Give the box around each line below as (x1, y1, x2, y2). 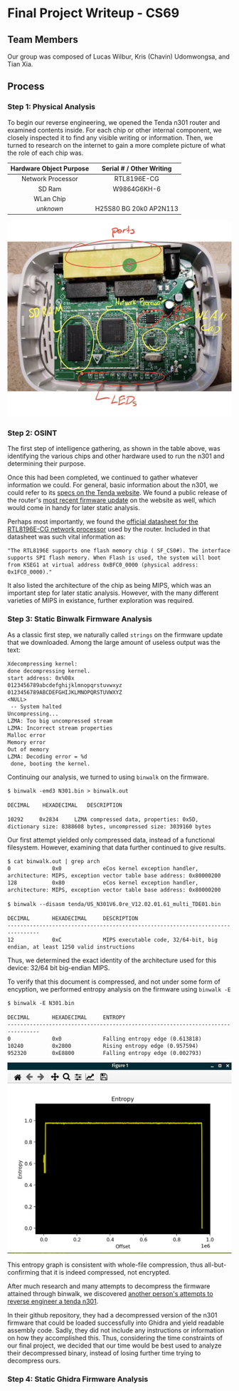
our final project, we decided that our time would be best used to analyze (7, 1341, 222, 1350)
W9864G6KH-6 (112, 184, 161, 193)
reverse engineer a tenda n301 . (7, 1297, 99, 1306)
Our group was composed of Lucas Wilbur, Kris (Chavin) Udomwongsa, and (7, 52, 230, 61)
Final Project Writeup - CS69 (7, 5, 180, 21)
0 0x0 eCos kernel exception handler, (7, 865, 199, 872)
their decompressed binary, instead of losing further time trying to (7, 1349, 201, 1357)
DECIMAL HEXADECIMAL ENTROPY (7, 1014, 126, 1021)
